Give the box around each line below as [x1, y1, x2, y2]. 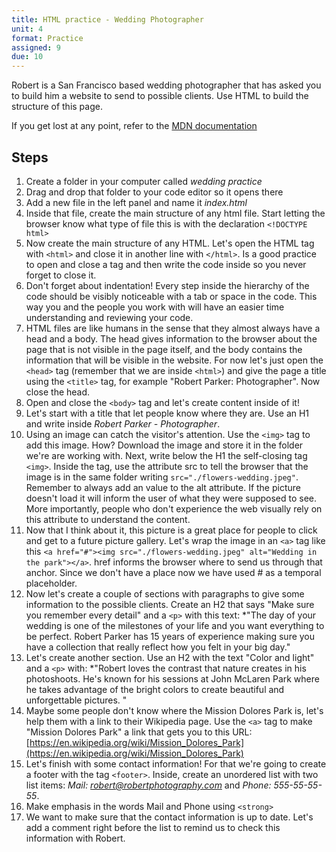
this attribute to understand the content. [25, 513, 191, 525]
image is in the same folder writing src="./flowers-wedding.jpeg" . [25, 471, 299, 483]
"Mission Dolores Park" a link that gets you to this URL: [25, 726, 253, 738]
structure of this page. [11, 101, 103, 113]
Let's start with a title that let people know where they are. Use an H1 [25, 407, 310, 419]
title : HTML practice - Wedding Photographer [11, 14, 204, 25]
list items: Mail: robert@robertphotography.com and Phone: [25, 779, 272, 791]
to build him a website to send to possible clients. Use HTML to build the [11, 90, 309, 102]
